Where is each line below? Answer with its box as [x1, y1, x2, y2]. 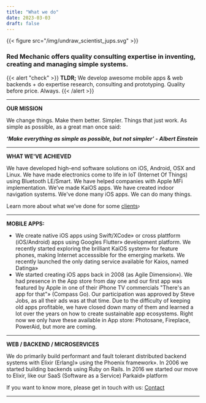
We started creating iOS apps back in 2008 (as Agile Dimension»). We [15, 271, 193, 278]
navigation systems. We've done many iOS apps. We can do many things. [6, 190, 192, 198]
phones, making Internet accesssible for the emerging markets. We [15, 251, 185, 258]
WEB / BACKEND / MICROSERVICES [6, 341, 99, 348]
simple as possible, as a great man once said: [6, 123, 121, 130]
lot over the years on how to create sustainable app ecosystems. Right [15, 310, 193, 317]
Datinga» [15, 264, 39, 271]
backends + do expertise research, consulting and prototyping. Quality [6, 80, 185, 88]
